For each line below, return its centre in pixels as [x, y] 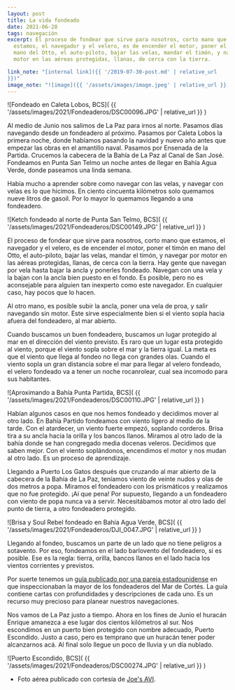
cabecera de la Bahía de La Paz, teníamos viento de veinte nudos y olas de [115, 479]
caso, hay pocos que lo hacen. [51, 293]
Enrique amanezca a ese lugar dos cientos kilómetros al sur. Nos [100, 622]
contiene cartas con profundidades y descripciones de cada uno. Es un [110, 594]
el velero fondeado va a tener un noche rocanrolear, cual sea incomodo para [117, 372]
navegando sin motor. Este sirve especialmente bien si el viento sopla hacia [116, 314]
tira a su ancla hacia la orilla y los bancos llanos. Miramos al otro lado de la [115, 436]
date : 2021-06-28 [33, 27]
